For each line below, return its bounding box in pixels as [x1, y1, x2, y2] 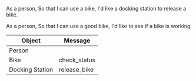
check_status [58, 56, 96, 64]
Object [21, 36, 41, 45]
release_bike [58, 66, 94, 73]
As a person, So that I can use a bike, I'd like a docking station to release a [6, 5, 187, 12]
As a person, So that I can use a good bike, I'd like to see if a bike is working [6, 23, 191, 29]
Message [64, 36, 91, 45]
